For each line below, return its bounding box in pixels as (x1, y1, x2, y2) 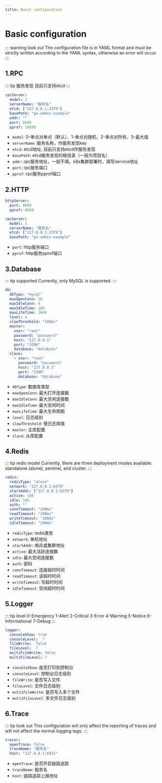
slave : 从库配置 (12, 432, 43, 438)
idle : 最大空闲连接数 (12, 554, 54, 560)
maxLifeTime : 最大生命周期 (12, 408, 65, 414)
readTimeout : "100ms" (9, 512, 54, 516)
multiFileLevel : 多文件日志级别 (12, 695, 76, 701)
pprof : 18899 (9, 125, 36, 130)
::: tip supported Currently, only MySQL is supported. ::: (5, 278, 116, 284)
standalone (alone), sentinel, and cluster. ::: (5, 465, 92, 471)
